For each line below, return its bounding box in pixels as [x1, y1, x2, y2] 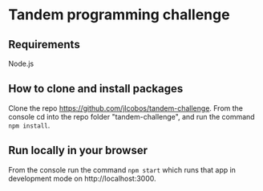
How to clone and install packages [8, 82, 184, 95]
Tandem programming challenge [8, 6, 230, 24]
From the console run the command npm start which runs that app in [8, 165, 237, 174]
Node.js [8, 59, 34, 68]
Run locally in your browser [8, 144, 148, 157]
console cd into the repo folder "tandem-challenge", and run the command [8, 112, 255, 121]
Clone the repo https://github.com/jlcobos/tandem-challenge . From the [8, 103, 243, 113]
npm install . [8, 120, 51, 130]
